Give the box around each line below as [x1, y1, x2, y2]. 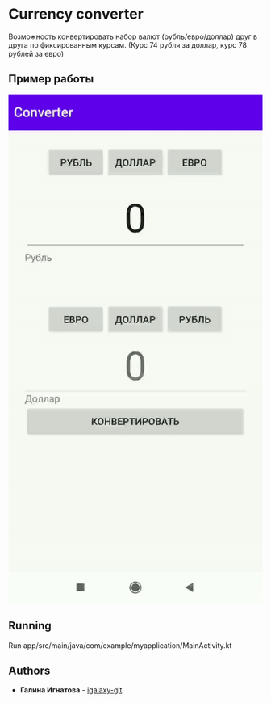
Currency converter [8, 5, 144, 23]
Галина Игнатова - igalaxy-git [19, 685, 123, 695]
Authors [8, 663, 51, 677]
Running [8, 619, 52, 633]
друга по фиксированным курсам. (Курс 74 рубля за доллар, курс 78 [8, 40, 248, 49]
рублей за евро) [8, 48, 65, 58]
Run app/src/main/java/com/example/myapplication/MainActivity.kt [8, 640, 232, 650]
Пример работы [8, 72, 94, 86]
